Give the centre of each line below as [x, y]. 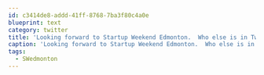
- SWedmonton [37, 59]
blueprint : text [35, 23]
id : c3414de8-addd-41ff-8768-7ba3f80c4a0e [79, 15]
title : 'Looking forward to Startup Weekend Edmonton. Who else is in [128, 37]
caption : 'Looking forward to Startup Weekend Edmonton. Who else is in [132, 45]
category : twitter [38, 30]
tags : [17, 52]
